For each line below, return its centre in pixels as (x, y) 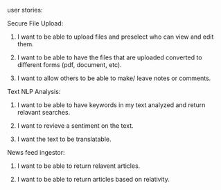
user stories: (25, 10)
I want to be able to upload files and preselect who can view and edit (115, 37)
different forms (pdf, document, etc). (70, 65)
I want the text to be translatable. (64, 139)
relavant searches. (44, 112)
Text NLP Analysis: (34, 92)
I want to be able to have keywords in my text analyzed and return (111, 105)
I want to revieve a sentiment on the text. (75, 126)
